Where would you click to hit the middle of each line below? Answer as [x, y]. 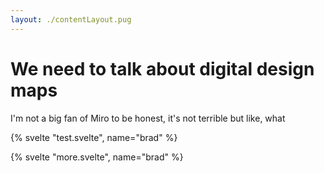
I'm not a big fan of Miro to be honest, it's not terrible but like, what [148, 118]
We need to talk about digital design [162, 68]
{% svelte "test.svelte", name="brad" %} [94, 137]
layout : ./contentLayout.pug [71, 19]
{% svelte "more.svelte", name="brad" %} [97, 157]
